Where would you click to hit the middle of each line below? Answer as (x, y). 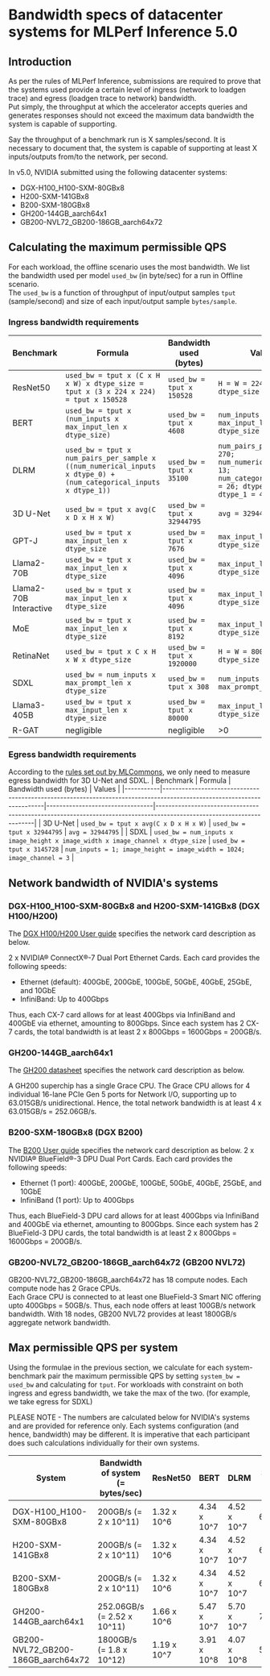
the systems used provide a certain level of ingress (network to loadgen (127, 89)
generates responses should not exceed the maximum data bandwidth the (131, 115)
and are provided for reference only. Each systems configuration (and (124, 1425)
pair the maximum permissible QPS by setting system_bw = (144, 1375)
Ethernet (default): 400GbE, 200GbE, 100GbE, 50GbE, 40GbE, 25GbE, (136, 982)
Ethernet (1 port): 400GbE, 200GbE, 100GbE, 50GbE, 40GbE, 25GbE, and (141, 1183)
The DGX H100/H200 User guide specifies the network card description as (132, 934)
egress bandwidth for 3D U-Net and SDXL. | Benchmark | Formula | (120, 780)
